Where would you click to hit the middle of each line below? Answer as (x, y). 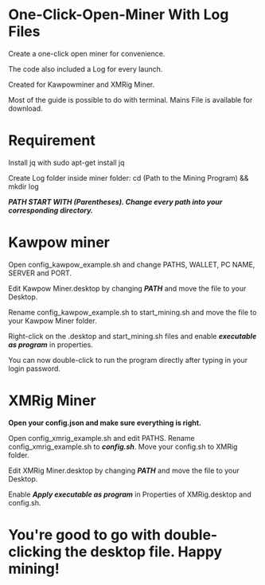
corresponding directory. (51, 210)
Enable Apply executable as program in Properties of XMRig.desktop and (130, 494)
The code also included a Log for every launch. (86, 68)
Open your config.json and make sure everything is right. (105, 423)
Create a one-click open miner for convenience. (87, 53)
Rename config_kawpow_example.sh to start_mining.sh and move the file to (132, 312)
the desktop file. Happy (144, 552)
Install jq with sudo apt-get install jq (66, 162)
